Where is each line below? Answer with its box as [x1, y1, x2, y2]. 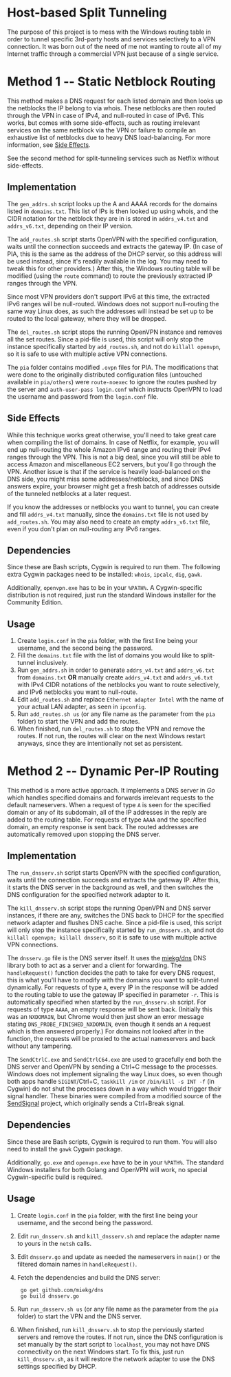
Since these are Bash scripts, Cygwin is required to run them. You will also [7, 1137, 218, 1146]
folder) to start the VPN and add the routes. [16, 717, 140, 726]
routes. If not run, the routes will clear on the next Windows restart [16, 732, 206, 740]
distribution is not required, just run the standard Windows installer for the [7, 591, 217, 600]
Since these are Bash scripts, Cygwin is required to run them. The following [7, 563, 221, 571]
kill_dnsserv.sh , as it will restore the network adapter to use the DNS [16, 1354, 215, 1363]
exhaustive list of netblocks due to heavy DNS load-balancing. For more [7, 133, 211, 141]
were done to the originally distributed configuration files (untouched [7, 370, 203, 379]
